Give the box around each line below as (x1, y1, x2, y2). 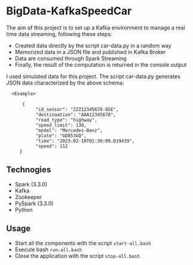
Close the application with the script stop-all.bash (14, 252, 140, 259)
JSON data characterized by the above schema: (6, 79, 124, 86)
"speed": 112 (35, 143, 68, 149)
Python (14, 206, 33, 213)
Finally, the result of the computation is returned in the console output (14, 61, 187, 68)
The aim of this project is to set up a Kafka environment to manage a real (6, 24, 185, 31)
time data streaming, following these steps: (6, 30, 112, 37)
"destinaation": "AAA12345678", (35, 112, 117, 118)
